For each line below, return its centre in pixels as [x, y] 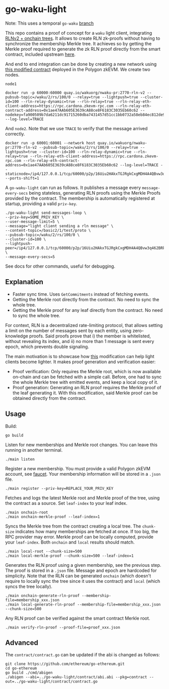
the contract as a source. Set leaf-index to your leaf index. [66, 503]
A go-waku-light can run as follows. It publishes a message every [73, 188]
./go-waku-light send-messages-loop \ [46, 213]
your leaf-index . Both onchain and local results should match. [70, 542]
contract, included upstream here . [40, 54]
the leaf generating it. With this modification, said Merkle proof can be [85, 393]
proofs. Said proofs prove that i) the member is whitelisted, [90, 336]
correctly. [15, 134]
